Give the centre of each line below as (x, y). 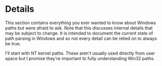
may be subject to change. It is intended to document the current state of (79, 33)
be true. (13, 43)
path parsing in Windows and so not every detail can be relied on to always (81, 38)
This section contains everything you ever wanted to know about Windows (81, 23)
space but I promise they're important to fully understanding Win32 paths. (80, 58)
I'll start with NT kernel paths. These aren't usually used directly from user (80, 53)
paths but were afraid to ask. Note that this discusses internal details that (79, 28)
